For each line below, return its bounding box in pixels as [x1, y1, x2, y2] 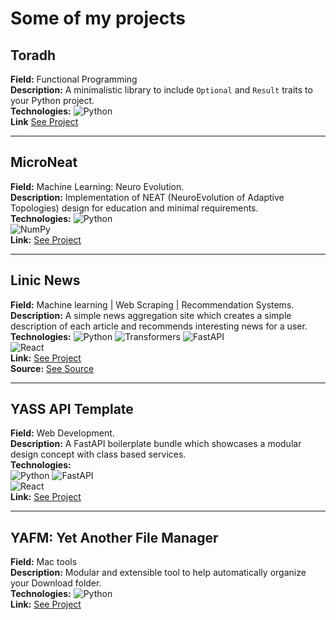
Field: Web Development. [10, 427, 115, 439]
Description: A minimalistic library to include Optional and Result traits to [10, 84, 313, 96]
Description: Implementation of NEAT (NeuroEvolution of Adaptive [10, 191, 285, 203]
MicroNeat [10, 154, 78, 171]
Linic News [10, 272, 81, 289]
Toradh [10, 47, 57, 64]
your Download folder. [10, 577, 102, 589]
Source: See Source [10, 362, 95, 374]
